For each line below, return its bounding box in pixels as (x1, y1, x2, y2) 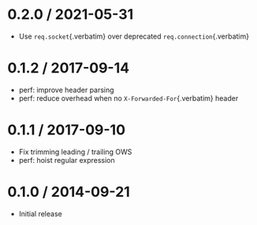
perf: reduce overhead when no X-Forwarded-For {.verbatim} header (18, 93, 239, 103)
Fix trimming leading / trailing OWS (18, 147, 132, 157)
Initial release (18, 208, 62, 218)
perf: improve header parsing (18, 85, 115, 94)
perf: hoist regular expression (18, 155, 115, 164)
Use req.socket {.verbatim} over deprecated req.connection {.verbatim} (18, 31, 250, 41)
